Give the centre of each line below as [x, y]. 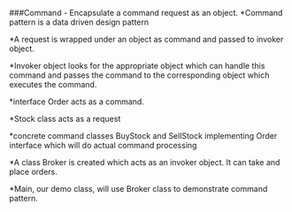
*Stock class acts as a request [65, 119]
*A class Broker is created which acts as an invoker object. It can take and [145, 162]
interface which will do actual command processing [103, 145]
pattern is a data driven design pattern [79, 22]
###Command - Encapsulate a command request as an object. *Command [146, 13]
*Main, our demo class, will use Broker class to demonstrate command [138, 189]
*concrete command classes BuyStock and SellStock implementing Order [143, 136]
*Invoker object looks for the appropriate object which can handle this [137, 66]
